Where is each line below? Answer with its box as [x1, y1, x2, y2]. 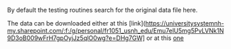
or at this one [146, 34, 184, 42]
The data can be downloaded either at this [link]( [7, 19, 146, 27]
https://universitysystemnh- [145, 19, 224, 27]
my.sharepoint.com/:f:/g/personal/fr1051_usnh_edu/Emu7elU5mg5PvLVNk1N [7, 27, 224, 35]
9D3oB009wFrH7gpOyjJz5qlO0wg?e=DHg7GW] [7, 34, 145, 42]
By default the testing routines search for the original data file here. [7, 6, 198, 14]
